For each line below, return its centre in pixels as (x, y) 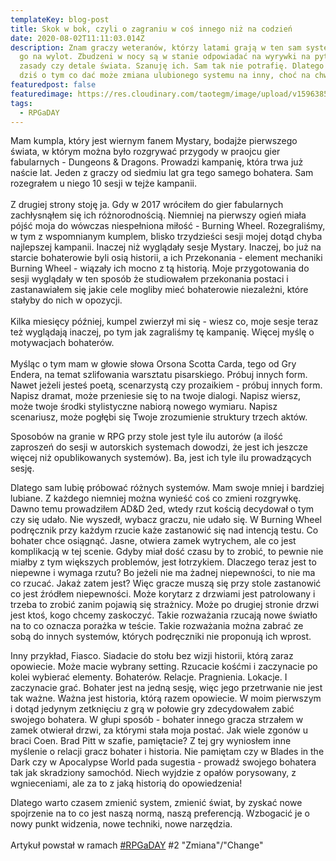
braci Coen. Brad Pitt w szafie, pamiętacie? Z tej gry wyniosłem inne (151, 741)
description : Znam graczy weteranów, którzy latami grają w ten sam (156, 47)
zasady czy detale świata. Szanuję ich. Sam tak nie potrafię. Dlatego (172, 66)
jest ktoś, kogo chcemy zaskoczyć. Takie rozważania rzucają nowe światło (164, 615)
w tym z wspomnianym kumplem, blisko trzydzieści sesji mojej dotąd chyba (166, 237)
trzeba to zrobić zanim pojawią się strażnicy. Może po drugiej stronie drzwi (165, 605)
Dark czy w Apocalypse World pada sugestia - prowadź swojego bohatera (163, 762)
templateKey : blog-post (60, 19)
